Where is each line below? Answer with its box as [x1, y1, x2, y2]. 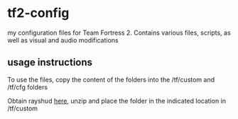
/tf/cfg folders [7, 83, 48, 91]
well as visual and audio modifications [7, 35, 119, 44]
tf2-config [7, 5, 70, 21]
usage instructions [7, 57, 93, 69]
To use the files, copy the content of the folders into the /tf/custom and [7, 75, 215, 84]
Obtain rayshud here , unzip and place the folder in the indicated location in [7, 96, 226, 105]
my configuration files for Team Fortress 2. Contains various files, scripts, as [7, 28, 231, 37]
